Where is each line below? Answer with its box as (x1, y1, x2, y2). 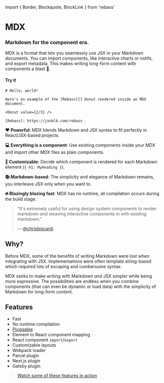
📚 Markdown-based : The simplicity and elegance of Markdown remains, (5, 174, 155, 179)
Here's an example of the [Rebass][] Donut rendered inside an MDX (5, 97, 147, 102)
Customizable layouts (12, 342, 56, 348)
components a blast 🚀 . (5, 66, 51, 72)
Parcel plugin (12, 352, 39, 359)
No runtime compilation (12, 321, 60, 327)
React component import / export (12, 337, 78, 343)
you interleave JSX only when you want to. (5, 181, 92, 187)
